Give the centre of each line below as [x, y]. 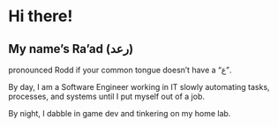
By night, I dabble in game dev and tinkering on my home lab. [120, 113]
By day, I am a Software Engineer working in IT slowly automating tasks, [139, 87]
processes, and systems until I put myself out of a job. [106, 96]
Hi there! [41, 16]
